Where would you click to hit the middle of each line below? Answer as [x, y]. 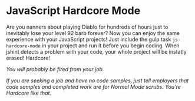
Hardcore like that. [29, 93]
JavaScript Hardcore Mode [73, 11]
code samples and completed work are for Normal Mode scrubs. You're [94, 86]
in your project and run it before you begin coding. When [111, 46]
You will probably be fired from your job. [55, 69]
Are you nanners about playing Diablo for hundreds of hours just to [87, 27]
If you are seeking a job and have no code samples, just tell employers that [97, 81]
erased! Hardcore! [28, 58]
